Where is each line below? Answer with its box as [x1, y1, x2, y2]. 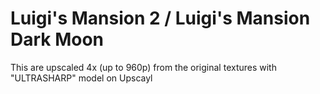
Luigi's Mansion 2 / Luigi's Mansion [10, 7, 311, 30]
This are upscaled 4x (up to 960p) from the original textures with [10, 61, 277, 73]
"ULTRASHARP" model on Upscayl [10, 72, 153, 84]
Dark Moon [10, 28, 105, 51]
